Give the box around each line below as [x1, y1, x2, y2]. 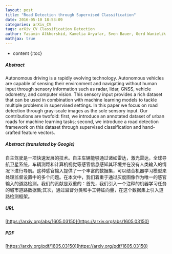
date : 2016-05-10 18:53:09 [5, 17, 63, 22]
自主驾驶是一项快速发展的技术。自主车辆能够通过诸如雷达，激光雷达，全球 [5, 154, 162, 161]
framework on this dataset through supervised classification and [5, 124, 142, 130]
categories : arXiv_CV [5, 22, 52, 27]
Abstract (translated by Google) [5, 141, 75, 147]
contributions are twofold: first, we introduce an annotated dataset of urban [5, 113, 165, 119]
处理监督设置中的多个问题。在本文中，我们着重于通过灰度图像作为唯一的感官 [5, 174, 167, 180]
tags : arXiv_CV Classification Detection [5, 27, 95, 32]
